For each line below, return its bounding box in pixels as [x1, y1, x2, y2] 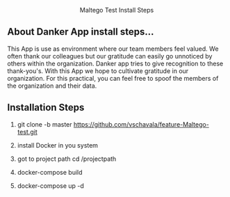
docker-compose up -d [17, 181, 85, 190]
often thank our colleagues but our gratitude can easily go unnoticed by [7, 52, 213, 60]
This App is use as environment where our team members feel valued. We [7, 45, 219, 53]
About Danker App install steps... [7, 26, 154, 38]
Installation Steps [7, 102, 85, 113]
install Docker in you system [17, 141, 99, 149]
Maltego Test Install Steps [79, 6, 154, 14]
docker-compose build [17, 168, 83, 176]
